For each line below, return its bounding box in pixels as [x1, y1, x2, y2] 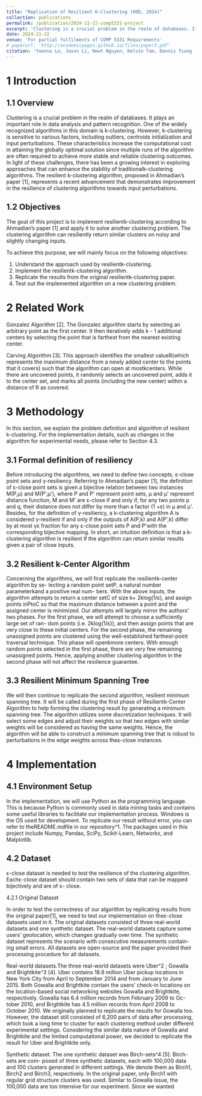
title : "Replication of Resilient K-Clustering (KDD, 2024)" [6, 8, 163, 15]
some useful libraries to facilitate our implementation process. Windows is [6, 810, 189, 817]
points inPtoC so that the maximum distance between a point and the [6, 600, 177, 608]
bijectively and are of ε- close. [6, 882, 81, 889]
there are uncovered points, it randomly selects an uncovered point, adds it [6, 371, 192, 378]
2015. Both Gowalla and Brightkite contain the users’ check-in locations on [6, 981, 191, 989]
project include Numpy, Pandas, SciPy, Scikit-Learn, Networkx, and [6, 830, 173, 837]
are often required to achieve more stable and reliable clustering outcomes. [6, 152, 192, 160]
